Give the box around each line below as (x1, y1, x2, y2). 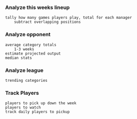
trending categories (5, 78, 48, 83)
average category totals (5, 42, 57, 47)
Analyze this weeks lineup (5, 4, 70, 11)
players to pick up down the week (5, 101, 77, 106)
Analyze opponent (5, 31, 51, 38)
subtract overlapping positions (14, 19, 81, 25)
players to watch (5, 105, 41, 110)
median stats (5, 55, 32, 60)
